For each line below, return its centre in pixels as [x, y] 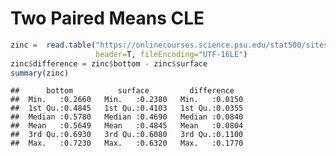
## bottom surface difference [122, 91]
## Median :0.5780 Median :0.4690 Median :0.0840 [127, 117]
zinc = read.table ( [53, 45]
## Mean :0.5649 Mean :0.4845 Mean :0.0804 [127, 126]
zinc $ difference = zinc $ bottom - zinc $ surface [109, 63]
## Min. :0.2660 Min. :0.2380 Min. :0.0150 [127, 100]
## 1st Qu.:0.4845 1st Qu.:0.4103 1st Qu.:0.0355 [127, 108]
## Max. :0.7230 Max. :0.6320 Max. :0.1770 [127, 143]
